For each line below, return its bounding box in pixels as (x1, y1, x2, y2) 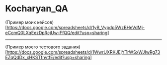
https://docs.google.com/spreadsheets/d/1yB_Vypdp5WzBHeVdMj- (6, 24, 145, 30)
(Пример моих (5, 19, 36, 25)
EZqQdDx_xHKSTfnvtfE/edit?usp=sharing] (5, 54, 92, 60)
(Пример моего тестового (5, 44, 61, 50)
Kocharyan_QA (5, 3, 69, 14)
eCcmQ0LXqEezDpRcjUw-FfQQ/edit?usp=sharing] (5, 30, 109, 35)
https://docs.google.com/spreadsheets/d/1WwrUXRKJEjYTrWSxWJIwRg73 (6, 49, 161, 55)
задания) (61, 44, 81, 50)
